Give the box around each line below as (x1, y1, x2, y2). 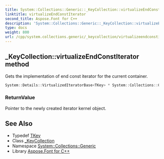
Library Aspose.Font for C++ (12, 148, 70, 154)
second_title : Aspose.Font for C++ (5, 16, 78, 21)
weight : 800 (5, 30, 29, 35)
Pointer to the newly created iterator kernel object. (5, 105, 106, 111)
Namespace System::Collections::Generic (12, 143, 96, 149)
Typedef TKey (12, 133, 41, 138)
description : (5, 21, 32, 26)
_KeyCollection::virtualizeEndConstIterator (5, 52, 140, 61)
